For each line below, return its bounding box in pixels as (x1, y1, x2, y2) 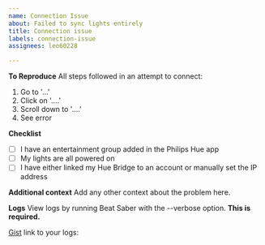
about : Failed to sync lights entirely (8, 19, 143, 28)
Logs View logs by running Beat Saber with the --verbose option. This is (8, 204, 251, 213)
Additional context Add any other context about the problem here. (8, 187, 231, 197)
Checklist (8, 129, 42, 139)
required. (8, 212, 41, 221)
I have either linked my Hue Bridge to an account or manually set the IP (19, 163, 258, 173)
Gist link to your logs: (8, 228, 79, 238)
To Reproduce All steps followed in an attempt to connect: (8, 71, 203, 81)
